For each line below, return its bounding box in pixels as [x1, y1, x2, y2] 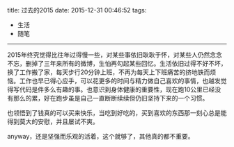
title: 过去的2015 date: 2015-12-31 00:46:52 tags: [7, 6, 147, 14]
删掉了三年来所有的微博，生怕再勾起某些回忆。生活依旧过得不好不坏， [25, 60, 227, 67]
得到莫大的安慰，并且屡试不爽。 [7, 117, 99, 126]
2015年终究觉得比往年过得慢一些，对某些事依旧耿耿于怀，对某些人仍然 [7, 51, 210, 59]
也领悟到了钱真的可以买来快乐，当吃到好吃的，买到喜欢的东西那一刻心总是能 [7, 109, 227, 116]
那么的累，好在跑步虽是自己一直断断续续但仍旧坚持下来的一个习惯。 [13, 94, 209, 102]
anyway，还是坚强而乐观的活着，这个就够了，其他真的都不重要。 [7, 132, 194, 140]
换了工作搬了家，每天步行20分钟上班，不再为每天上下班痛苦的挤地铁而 [7, 68, 210, 76]
